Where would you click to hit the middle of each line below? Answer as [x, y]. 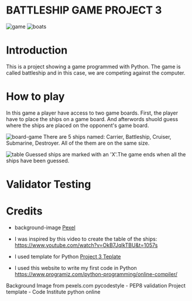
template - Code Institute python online [53, 292]
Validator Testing [49, 184]
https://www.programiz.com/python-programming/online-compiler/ [96, 274]
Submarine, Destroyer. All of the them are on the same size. [78, 143]
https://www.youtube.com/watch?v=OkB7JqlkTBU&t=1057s [86, 245]
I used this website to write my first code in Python [76, 267]
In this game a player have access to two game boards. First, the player [92, 113]
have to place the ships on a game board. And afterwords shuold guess [92, 119]
